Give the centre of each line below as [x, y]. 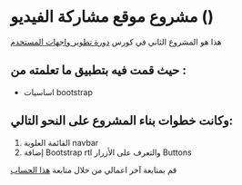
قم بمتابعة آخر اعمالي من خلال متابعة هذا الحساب [94, 170]
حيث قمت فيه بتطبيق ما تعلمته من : [99, 70]
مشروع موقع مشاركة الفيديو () [112, 17]
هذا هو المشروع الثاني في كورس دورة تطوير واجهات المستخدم [116, 42]
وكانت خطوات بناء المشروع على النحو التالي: [122, 121]
